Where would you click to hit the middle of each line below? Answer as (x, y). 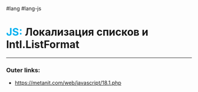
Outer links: (23, 70)
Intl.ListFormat (43, 45)
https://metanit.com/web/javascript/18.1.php (68, 83)
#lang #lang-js (24, 8)
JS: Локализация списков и (77, 32)
